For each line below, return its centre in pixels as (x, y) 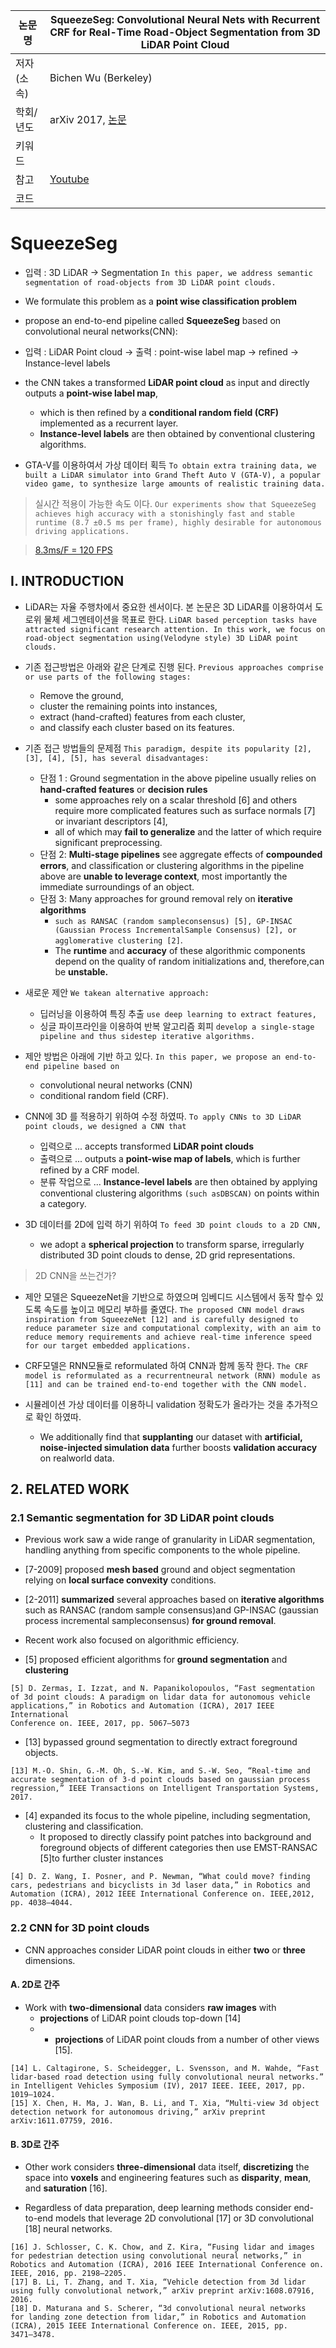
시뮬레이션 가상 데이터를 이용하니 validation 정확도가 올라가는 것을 (154, 1404)
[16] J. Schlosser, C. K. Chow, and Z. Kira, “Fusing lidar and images (162, 2247)
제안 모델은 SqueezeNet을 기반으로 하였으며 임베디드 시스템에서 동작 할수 (168, 1296)
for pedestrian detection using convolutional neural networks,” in (156, 2256)
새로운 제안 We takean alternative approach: (117, 992)
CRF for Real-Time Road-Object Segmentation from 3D (185, 32)
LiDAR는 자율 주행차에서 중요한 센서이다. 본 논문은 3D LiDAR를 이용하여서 (168, 606)
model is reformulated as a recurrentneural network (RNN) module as (173, 1375)
